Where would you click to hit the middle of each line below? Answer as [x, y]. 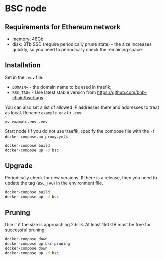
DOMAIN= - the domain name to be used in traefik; [62, 87]
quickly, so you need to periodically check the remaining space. [78, 50]
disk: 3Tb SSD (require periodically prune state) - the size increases [82, 44]
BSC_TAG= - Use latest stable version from [54, 92]
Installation [23, 65]
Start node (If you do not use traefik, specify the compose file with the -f [80, 131]
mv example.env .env [27, 122]
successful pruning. [26, 230]
